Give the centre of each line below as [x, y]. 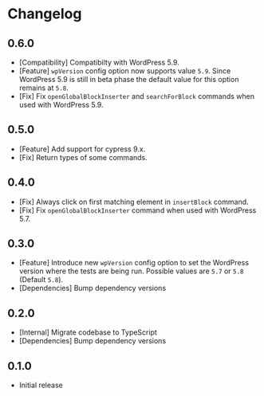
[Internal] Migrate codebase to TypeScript [88, 332]
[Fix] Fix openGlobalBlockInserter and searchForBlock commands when [137, 96]
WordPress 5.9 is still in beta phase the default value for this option [129, 79]
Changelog [45, 14]
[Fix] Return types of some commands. [83, 157]
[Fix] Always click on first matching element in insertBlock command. [134, 202]
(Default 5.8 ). [41, 280]
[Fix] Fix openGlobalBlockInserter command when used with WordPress [138, 210]
